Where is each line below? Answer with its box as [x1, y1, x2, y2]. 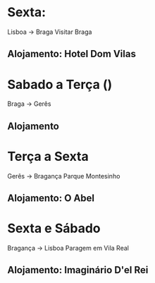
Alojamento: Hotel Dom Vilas [7, 48, 136, 60]
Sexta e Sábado [7, 220, 101, 236]
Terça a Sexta [7, 148, 89, 164]
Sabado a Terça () [7, 76, 113, 92]
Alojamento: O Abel [7, 192, 95, 204]
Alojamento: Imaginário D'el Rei [7, 264, 149, 276]
